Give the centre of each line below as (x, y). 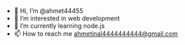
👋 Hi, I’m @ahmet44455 (49, 11)
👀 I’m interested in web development (67, 18)
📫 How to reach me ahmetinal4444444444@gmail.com (96, 34)
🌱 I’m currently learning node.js (59, 26)
